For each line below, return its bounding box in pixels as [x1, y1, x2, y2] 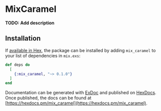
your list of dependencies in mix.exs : [5, 53, 81, 58]
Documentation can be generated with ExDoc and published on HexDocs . [5, 90, 157, 96]
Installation [5, 34, 41, 43]
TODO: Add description [5, 20, 55, 26]
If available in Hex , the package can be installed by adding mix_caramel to [5, 47, 156, 53]
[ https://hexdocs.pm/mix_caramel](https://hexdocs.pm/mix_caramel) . [5, 100, 148, 106]
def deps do [5, 62, 30, 67]
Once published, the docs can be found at [5, 95, 92, 101]
